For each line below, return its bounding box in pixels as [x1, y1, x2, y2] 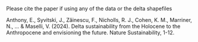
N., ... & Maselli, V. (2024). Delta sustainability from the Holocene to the [6, 23, 181, 30]
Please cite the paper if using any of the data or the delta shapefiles [6, 5, 172, 12]
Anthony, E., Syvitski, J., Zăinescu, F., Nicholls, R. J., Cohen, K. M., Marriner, [6, 17, 192, 23]
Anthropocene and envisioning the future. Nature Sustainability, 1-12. [6, 29, 175, 36]
